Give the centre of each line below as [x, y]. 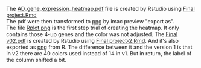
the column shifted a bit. [36, 60]
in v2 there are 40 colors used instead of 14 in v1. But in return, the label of [99, 53]
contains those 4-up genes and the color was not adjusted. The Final [92, 34]
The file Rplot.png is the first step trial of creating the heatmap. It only [93, 28]
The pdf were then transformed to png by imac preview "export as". [91, 21]
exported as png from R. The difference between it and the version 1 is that [99, 47]
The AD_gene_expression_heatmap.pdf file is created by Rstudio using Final [101, 9]
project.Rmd [22, 15]
